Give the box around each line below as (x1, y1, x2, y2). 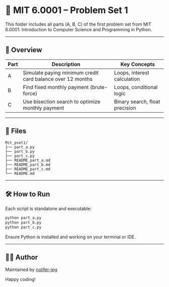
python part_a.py (5, 216, 42, 221)
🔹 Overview (5, 46, 42, 54)
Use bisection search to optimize (23, 98, 101, 105)
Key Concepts (120, 60, 155, 67)
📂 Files (5, 127, 27, 135)
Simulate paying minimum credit (23, 69, 99, 76)
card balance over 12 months (23, 75, 93, 82)
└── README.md (5, 171, 35, 176)
